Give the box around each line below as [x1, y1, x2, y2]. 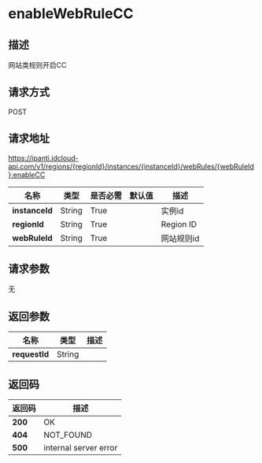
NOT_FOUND [43, 430, 93, 441]
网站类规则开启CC [8, 61, 67, 69]
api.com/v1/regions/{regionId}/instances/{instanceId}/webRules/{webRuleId [8, 161, 254, 171]
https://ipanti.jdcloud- [8, 153, 79, 162]
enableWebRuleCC [8, 5, 134, 23]
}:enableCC [8, 170, 46, 180]
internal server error [43, 443, 118, 454]
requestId [12, 349, 50, 360]
